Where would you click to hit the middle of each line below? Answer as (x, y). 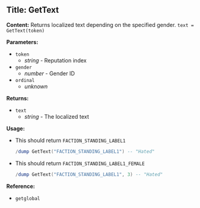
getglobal (28, 198)
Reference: (21, 186)
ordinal (25, 80)
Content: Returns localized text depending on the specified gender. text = (100, 24)
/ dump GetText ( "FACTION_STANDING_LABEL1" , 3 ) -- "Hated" (89, 174)
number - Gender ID (49, 73)
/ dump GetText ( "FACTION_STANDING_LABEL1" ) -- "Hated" (85, 151)
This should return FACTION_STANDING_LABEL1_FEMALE (80, 163)
